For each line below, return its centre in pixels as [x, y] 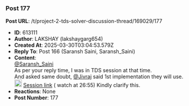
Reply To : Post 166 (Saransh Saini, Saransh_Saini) [74, 52]
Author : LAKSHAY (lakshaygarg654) [58, 39]
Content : [25, 58]
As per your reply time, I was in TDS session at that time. [83, 70]
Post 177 [18, 8]
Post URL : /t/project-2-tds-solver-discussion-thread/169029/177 [84, 21]
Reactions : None [35, 91]
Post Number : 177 [36, 98]
